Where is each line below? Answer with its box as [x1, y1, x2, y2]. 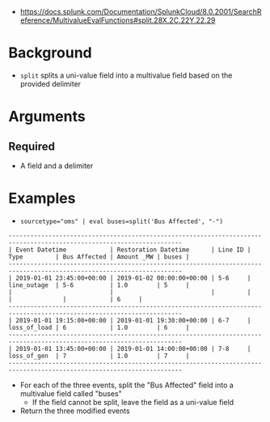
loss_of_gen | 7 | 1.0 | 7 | [8, 352, 190, 360]
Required [8, 139, 55, 153]
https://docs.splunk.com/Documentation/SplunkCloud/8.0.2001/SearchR [19, 7, 262, 16]
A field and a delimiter [19, 161, 94, 171]
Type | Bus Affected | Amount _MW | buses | [8, 252, 190, 261]
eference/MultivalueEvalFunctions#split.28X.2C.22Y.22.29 [19, 15, 216, 25]
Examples [8, 189, 76, 208]
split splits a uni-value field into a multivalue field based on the [19, 70, 233, 80]
